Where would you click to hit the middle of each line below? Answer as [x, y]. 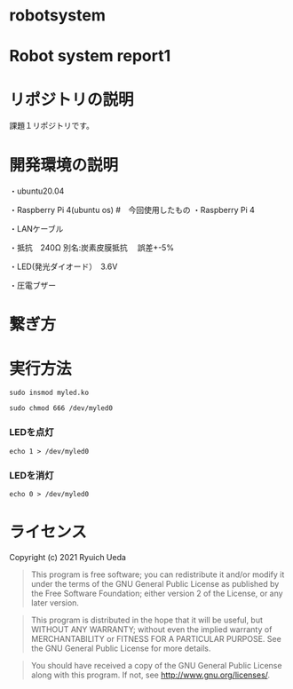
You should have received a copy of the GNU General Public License [156, 665]
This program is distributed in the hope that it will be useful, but [147, 620]
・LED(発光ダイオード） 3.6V [63, 266]
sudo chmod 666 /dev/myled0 [61, 408]
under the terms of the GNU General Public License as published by [155, 583]
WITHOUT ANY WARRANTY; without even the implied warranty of [151, 629]
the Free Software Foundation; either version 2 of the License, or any [157, 593]
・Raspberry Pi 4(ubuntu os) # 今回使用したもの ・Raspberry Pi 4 [132, 210]
